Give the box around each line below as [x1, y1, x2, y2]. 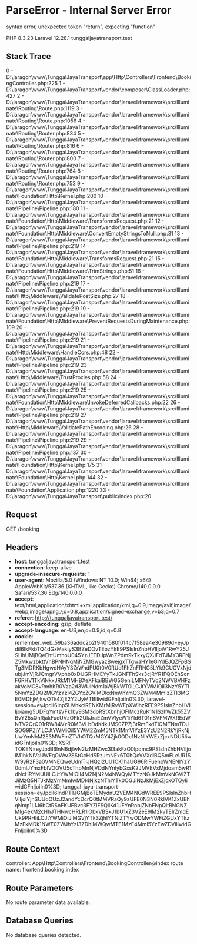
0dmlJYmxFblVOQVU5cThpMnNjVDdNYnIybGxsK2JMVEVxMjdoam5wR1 [14, 764, 192, 771]
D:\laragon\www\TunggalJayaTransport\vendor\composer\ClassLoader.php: [6, 86, 191, 93]
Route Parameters [6, 883, 74, 893]
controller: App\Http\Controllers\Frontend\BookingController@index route [6, 860, 183, 867]
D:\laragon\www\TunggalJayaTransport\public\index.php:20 [6, 492, 152, 499]
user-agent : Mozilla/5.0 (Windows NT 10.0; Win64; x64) [14, 577, 151, 584]
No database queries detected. [6, 931, 81, 938]
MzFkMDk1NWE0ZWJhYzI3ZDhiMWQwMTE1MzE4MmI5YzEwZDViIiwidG [14, 821, 192, 828]
